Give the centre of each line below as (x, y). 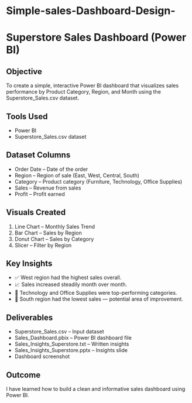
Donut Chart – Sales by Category (54, 239)
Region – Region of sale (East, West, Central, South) (77, 175)
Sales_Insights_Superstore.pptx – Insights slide (71, 350)
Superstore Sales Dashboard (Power (96, 38)
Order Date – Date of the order (51, 169)
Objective (24, 71)
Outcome (23, 375)
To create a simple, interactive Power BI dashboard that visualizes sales (92, 85)
